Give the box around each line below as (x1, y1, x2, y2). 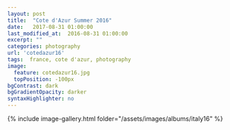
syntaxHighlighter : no (7, 96, 74, 103)
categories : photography (7, 43, 81, 50)
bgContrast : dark (7, 82, 59, 89)
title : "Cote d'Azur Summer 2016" (7, 17, 113, 24)
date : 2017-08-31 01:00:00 (7, 23, 93, 30)
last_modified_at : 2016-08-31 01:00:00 (7, 30, 129, 37)
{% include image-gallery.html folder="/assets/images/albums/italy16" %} (7, 115, 224, 123)
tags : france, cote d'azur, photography (7, 56, 132, 63)
